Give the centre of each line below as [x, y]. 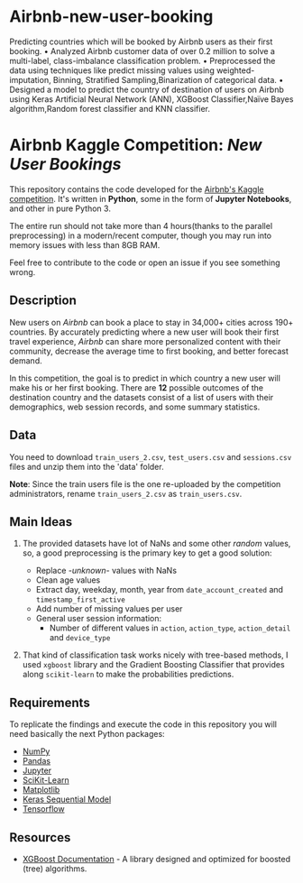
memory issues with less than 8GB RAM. [85, 244]
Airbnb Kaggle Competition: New [136, 145]
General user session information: [99, 619]
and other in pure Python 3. [60, 208]
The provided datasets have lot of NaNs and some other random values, [156, 544]
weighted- [235, 70]
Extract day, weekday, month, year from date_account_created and [160, 590]
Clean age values [68, 580]
